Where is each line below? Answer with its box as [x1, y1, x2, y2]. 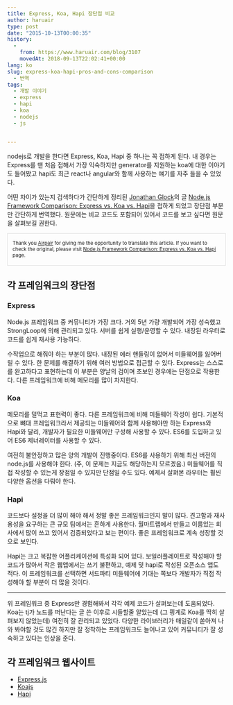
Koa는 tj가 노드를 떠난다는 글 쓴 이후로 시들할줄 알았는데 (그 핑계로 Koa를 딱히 [7, 608, 218, 616]
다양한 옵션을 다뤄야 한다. [7, 477, 76, 485]
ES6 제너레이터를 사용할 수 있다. [14, 436, 102, 444]
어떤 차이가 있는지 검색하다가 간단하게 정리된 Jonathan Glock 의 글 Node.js [7, 192, 211, 201]
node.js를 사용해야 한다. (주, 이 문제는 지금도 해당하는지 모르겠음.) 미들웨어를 [7, 459, 216, 468]
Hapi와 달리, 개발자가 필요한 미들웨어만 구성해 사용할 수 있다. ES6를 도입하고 [7, 427, 215, 436]
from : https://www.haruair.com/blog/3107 [19, 49, 141, 56]
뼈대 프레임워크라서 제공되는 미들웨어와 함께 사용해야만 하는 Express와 [19, 418, 212, 427]
